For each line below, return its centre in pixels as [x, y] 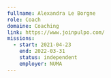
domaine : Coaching [33, 26]
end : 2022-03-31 [43, 52]
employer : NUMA [41, 64]
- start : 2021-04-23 [42, 45]
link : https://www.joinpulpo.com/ [56, 32]
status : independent [48, 58]
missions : [21, 39]
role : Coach [24, 20]
